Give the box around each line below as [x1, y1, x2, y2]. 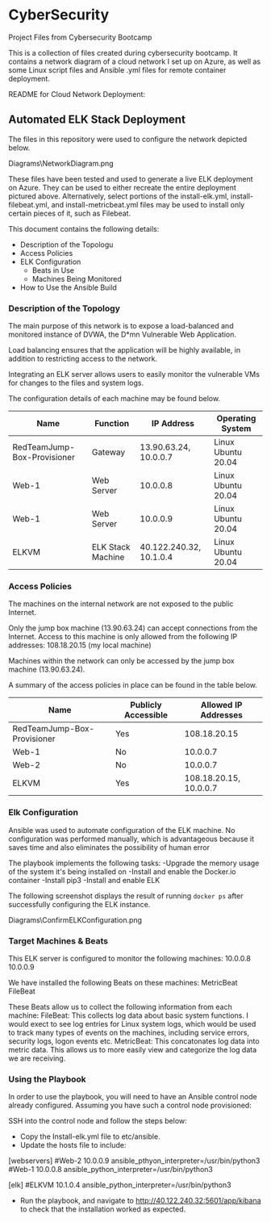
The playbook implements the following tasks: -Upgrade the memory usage [8, 858, 260, 868]
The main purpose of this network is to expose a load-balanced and [8, 321, 234, 331]
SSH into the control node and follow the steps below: [8, 1116, 187, 1126]
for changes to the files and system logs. [8, 378, 144, 388]
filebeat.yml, [8, 199, 50, 209]
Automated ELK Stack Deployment [8, 113, 186, 127]
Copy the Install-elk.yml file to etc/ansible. [19, 1132, 161, 1141]
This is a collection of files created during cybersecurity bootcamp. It [8, 48, 238, 57]
